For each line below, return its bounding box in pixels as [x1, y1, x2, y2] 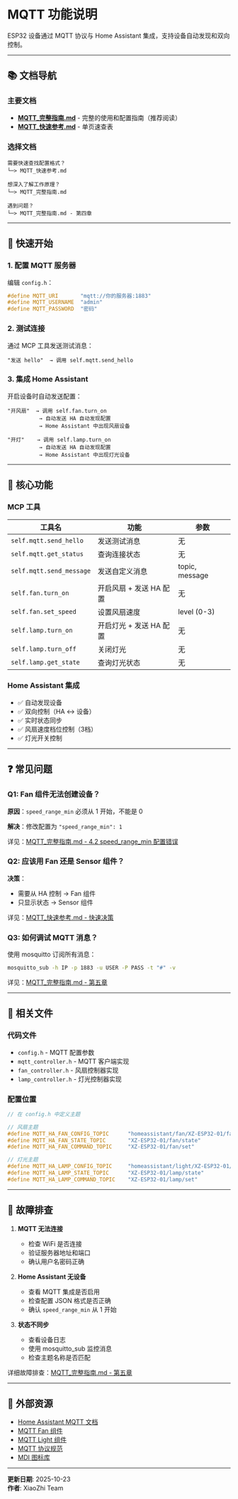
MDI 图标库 [17, 1454, 51, 1462]
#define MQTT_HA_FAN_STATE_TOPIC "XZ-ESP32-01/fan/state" [7, 1137, 201, 1144]
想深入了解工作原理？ [7, 180, 60, 188]
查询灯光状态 [98, 658, 141, 668]
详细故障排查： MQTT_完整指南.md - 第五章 [7, 1368, 132, 1377]
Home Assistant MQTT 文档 [17, 1418, 98, 1427]
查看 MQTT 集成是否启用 [28, 1287, 101, 1296]
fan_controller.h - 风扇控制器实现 [17, 1066, 119, 1074]
